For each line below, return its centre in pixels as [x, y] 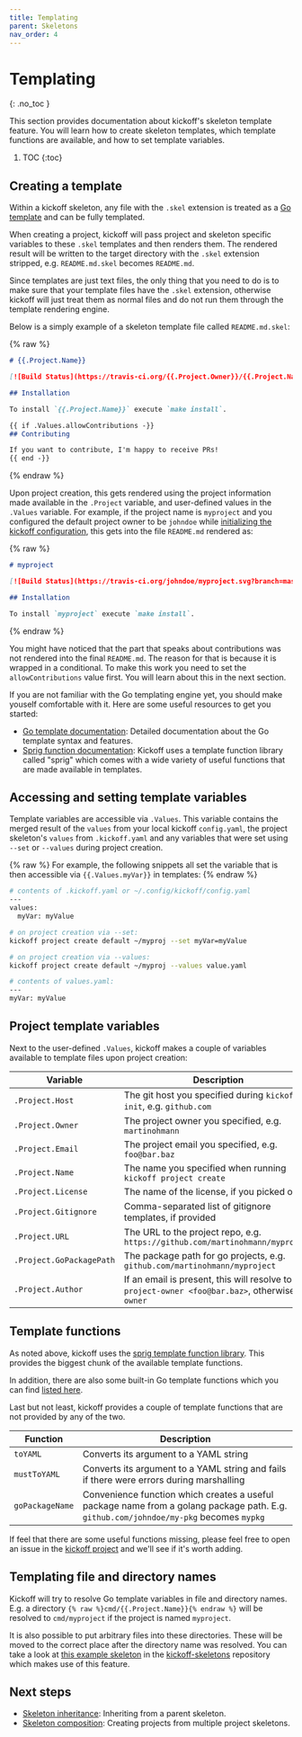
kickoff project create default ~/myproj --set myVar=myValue [128, 940]
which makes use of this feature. [70, 1663]
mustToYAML [37, 1474]
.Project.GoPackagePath [65, 1260]
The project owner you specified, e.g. [203, 1120]
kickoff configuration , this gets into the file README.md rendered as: [131, 531]
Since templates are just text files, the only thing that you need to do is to [144, 281]
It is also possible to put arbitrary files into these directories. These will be [146, 1635]
